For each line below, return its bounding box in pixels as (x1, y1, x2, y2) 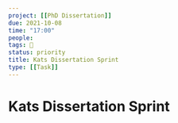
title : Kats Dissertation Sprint (8, 56, 119, 64)
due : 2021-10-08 (8, 19, 62, 27)
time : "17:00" (8, 26, 56, 34)
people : (8, 33, 34, 42)
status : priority (8, 48, 66, 56)
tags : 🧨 (8, 41, 34, 49)
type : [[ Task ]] (8, 63, 59, 71)
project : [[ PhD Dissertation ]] (8, 11, 112, 20)
